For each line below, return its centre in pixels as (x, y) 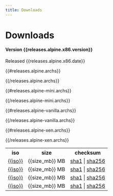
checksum (88, 153)
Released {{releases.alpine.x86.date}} (45, 61)
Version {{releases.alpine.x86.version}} (49, 50)
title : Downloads (24, 10)
